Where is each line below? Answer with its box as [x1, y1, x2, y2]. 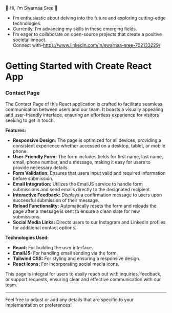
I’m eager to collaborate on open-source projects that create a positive [12, 31, 162, 37]
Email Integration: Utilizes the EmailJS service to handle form [12, 181, 143, 187]
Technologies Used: [5, 234, 49, 241]
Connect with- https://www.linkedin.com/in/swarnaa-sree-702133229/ [12, 42, 161, 48]
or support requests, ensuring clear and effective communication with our [5, 277, 161, 283]
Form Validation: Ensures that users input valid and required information [12, 170, 166, 176]
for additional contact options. [12, 225, 77, 231]
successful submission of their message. [12, 197, 99, 204]
